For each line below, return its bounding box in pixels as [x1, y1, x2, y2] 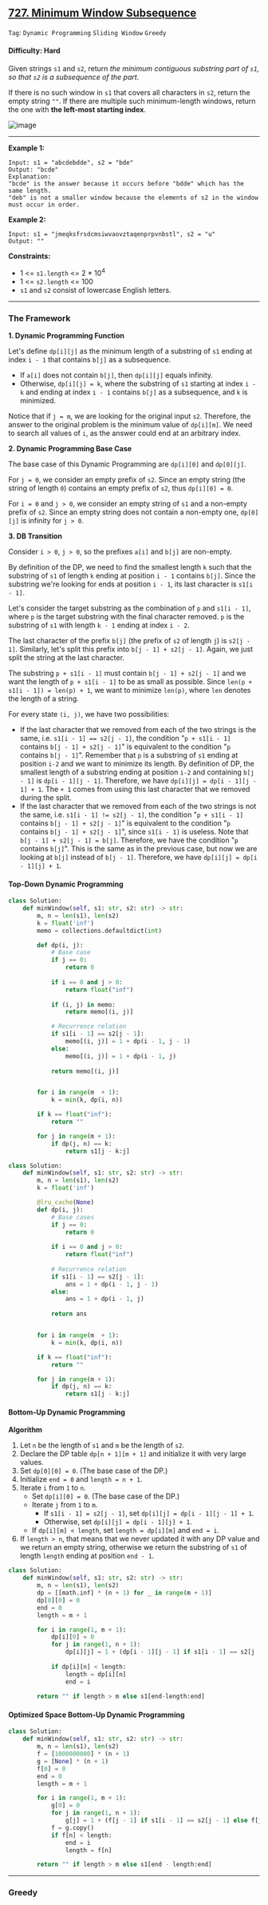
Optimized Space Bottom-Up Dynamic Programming [8, 1710, 185, 1719]
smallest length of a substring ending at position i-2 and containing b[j [19, 767, 254, 777]
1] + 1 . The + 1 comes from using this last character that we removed [19, 784, 250, 794]
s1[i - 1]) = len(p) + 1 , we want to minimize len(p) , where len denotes [8, 685, 251, 694]
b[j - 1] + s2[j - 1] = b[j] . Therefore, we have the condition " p [19, 835, 238, 845]
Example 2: [8, 215, 46, 225]
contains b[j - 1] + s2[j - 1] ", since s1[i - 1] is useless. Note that [19, 826, 249, 836]
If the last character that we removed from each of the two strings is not [19, 801, 257, 810]
